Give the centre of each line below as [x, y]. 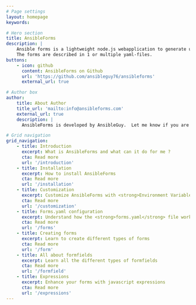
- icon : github [35, 65]
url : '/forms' [39, 228]
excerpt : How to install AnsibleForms [69, 174]
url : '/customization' [49, 206]
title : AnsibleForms [31, 39]
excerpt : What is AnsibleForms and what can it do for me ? [96, 152]
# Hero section [24, 33]
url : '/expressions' [46, 293]
